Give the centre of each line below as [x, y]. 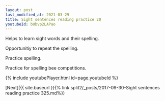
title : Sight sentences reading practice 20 [53, 19]
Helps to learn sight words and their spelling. [52, 39]
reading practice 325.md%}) [35, 93]
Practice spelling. [23, 58]
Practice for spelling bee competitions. [46, 68]
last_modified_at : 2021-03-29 [37, 15]
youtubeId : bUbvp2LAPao [31, 24]
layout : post [19, 10]
